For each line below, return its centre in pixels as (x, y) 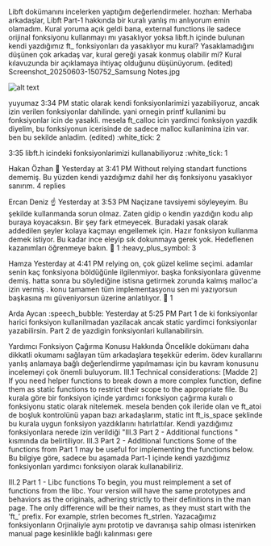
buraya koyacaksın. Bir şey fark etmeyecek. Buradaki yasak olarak (118, 222)
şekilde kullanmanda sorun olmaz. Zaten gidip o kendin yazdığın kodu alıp (131, 214)
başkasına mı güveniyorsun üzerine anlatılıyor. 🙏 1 (91, 298)
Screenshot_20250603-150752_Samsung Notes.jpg (94, 71)
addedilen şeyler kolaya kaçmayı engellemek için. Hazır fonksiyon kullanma (133, 231)
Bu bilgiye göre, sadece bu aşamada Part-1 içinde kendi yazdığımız (119, 458)
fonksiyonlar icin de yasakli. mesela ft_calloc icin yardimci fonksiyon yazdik (133, 120)
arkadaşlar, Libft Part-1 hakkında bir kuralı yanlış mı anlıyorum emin (119, 20)
